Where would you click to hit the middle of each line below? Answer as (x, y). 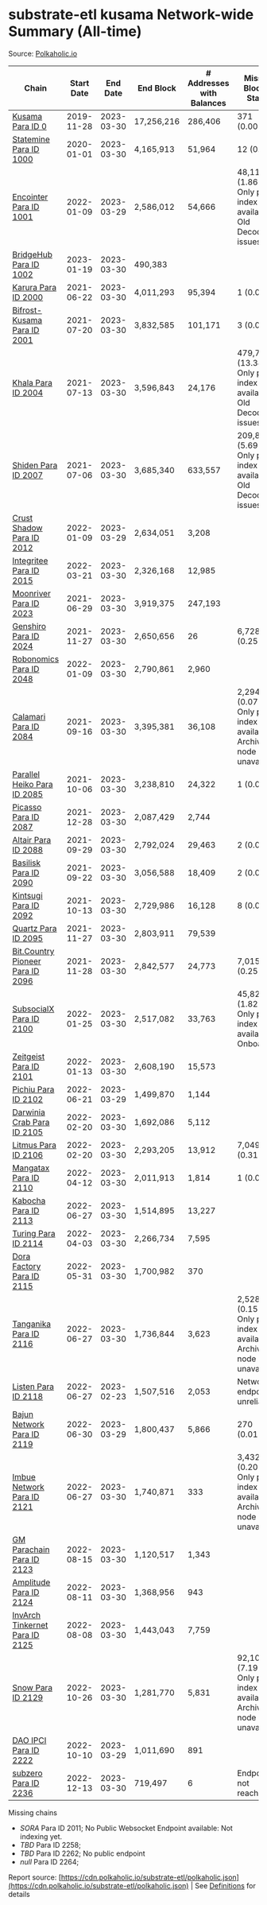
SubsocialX (33, 1009)
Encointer (30, 196)
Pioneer (27, 961)
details (19, 1894)
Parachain (31, 1550)
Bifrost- (27, 310)
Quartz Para (35, 928)
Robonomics (36, 659)
